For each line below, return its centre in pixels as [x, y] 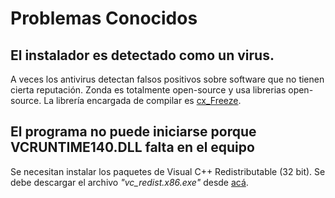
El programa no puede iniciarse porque [133, 132]
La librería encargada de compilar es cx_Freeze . [142, 100]
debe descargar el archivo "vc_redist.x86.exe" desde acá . [129, 182]
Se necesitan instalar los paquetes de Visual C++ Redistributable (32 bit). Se [168, 171]
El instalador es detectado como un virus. [142, 55]
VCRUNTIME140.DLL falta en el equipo [132, 147]
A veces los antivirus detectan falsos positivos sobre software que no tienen [167, 79]
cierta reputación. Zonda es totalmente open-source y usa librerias [148, 90]
